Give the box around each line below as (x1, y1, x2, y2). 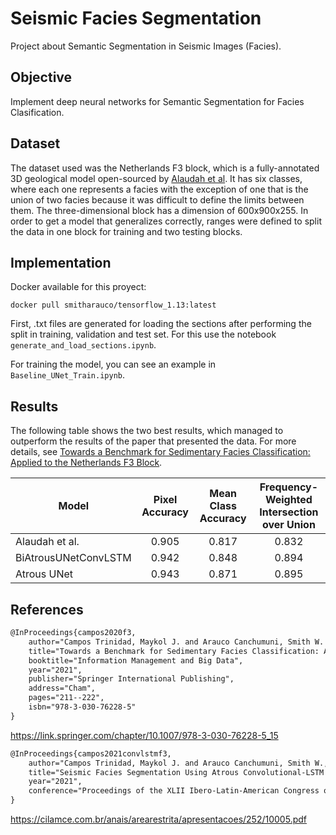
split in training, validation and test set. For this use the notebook (10, 328, 277, 341)
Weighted (264, 493, 313, 507)
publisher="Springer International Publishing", (28, 674, 235, 684)
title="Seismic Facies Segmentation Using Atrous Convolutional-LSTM (28, 767, 325, 777)
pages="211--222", (28, 693, 105, 703)
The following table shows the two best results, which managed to (10, 425, 284, 437)
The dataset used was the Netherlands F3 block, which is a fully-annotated (10, 162, 320, 174)
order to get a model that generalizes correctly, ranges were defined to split (10, 215, 322, 227)
